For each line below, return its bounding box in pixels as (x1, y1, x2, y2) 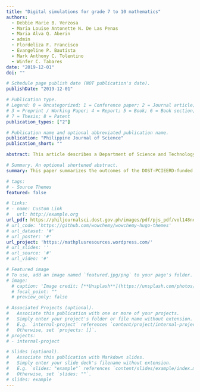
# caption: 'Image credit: (11, 283, 79, 289)
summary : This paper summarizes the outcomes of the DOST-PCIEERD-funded (6, 167, 193, 173)
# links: (6, 200, 28, 206)
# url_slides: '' (6, 245, 49, 251)
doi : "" (6, 70, 26, 76)
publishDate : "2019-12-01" (6, 86, 73, 92)
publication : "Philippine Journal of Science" (6, 135, 124, 141)
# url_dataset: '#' (6, 228, 55, 234)
